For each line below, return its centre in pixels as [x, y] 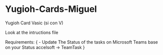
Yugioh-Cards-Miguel [51, 9]
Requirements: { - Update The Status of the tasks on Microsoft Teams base [81, 42]
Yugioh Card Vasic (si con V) [34, 23]
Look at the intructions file [32, 32]
